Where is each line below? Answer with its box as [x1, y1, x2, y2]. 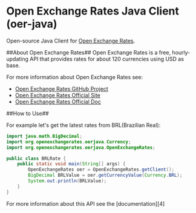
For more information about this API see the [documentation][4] [6, 200, 165, 207]
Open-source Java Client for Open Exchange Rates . [6, 37, 136, 44]
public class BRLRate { [6, 156, 67, 162]
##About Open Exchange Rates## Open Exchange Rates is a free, [6, 48, 171, 56]
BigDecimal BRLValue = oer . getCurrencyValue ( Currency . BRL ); [28, 172, 183, 179]
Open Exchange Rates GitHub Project [15, 85, 109, 92]
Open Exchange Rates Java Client [6, 4, 180, 18]
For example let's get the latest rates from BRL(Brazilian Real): [6, 121, 161, 128]
